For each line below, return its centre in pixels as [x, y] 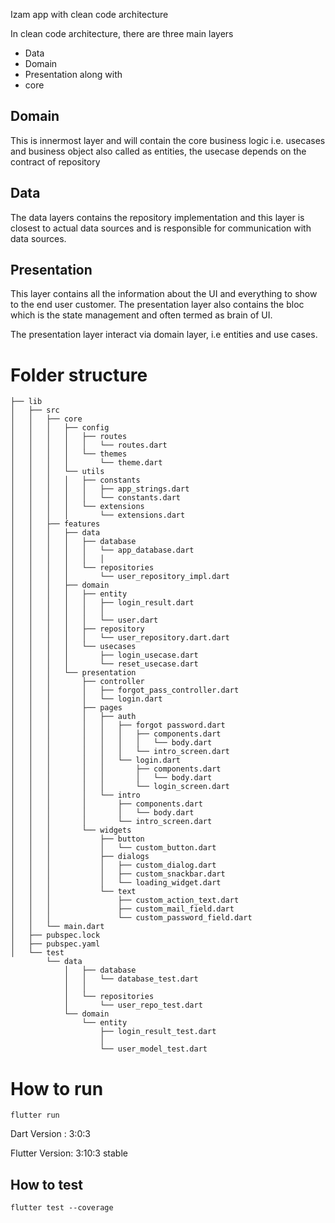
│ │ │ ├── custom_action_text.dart [125, 900]
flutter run [35, 1115]
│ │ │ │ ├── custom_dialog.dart [113, 865]
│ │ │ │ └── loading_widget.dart [116, 883]
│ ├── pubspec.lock [55, 935]
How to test [46, 1184]
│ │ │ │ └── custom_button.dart [113, 848]
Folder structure [79, 375]
